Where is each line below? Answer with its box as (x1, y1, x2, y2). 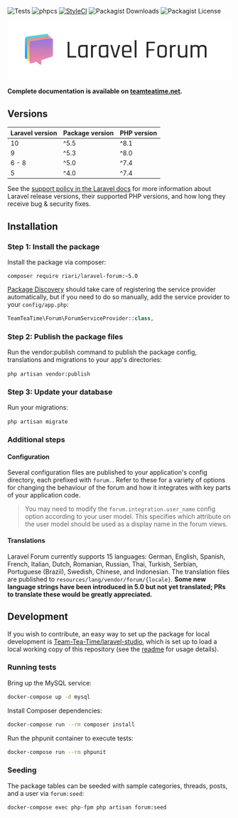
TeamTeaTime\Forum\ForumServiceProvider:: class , (7, 314, 154, 322)
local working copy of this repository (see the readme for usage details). (7, 645, 219, 653)
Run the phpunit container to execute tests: (7, 734, 134, 742)
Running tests (7, 663, 57, 673)
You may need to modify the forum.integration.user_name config (24, 504, 216, 513)
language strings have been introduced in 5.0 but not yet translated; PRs (7, 582, 226, 591)
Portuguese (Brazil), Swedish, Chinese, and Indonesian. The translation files (7, 567, 230, 576)
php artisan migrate (7, 418, 69, 425)
